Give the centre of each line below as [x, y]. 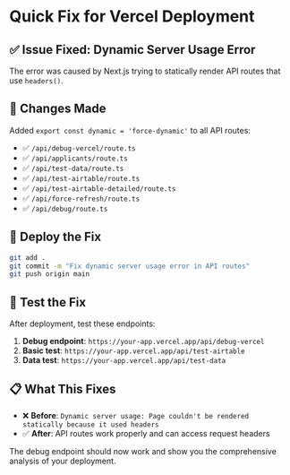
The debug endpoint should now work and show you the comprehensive [143, 451]
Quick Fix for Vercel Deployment [132, 17]
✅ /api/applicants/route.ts [75, 158]
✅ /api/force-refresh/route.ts [81, 198]
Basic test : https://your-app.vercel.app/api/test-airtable [133, 350]
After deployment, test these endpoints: [82, 324]
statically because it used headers [90, 424]
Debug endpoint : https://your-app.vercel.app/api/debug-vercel [143, 341]
